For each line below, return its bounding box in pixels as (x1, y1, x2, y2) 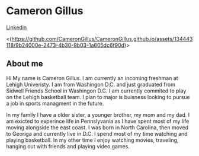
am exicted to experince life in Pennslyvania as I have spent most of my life (6, 117, 190, 125)
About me (6, 59, 43, 69)
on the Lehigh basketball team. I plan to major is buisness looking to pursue (6, 93, 191, 100)
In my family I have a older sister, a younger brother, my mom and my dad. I (6, 111, 190, 118)
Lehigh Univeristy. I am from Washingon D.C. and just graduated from (6, 81, 176, 88)
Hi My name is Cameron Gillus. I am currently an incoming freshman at (6, 74, 179, 81)
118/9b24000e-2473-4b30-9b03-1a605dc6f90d (6, 42, 125, 49)
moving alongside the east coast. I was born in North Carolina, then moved (6, 123, 188, 131)
